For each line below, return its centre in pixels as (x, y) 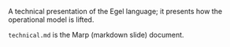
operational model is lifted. (51, 20)
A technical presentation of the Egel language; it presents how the (115, 11)
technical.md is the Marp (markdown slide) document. (96, 35)
